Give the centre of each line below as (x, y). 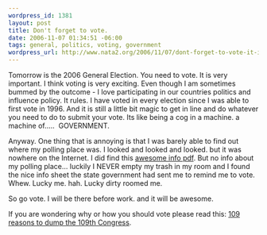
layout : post (30, 23)
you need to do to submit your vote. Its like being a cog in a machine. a (124, 117)
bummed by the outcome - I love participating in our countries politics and (130, 92)
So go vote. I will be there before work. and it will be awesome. (111, 198)
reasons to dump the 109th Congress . (70, 222)
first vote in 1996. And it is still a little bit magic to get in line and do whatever (133, 109)
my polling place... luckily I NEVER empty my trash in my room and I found (129, 166)
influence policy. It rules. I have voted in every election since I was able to (129, 100)
